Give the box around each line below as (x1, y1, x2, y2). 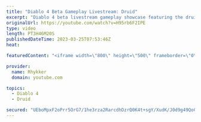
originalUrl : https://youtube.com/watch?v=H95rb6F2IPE (6, 20, 146, 26)
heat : (6, 42, 20, 48)
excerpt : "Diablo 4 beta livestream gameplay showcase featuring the (6, 14, 184, 20)
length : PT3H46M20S (6, 31, 55, 37)
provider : (6, 63, 31, 69)
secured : (6, 107, 28, 113)
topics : (6, 85, 26, 91)
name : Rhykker (11, 69, 47, 75)
